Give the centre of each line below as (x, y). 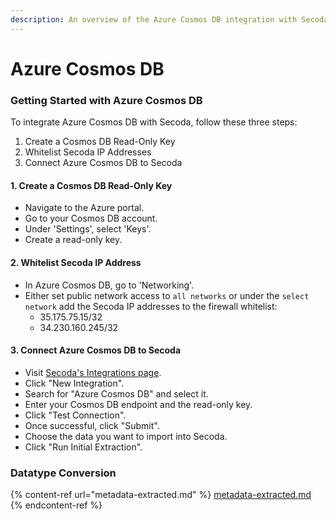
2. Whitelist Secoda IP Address (76, 262)
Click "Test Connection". (75, 415)
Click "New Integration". (74, 383)
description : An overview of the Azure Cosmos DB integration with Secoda (169, 19)
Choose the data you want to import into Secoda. (126, 436)
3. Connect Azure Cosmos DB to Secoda (96, 350)
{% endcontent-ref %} (56, 505)
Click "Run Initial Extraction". (83, 447)
